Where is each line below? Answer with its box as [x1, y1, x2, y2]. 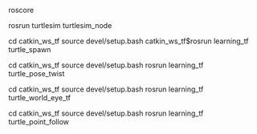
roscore [8, 6, 35, 14]
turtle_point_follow [8, 117, 70, 126]
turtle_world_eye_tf [8, 93, 71, 102]
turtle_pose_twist [8, 69, 65, 78]
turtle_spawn [8, 45, 51, 54]
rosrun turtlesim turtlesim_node [8, 21, 112, 30]
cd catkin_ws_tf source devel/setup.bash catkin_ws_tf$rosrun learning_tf [8, 36, 249, 46]
